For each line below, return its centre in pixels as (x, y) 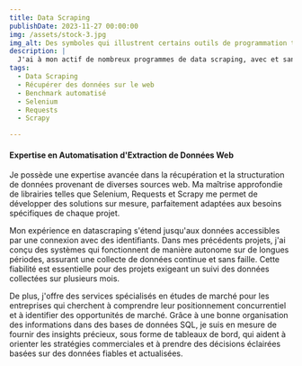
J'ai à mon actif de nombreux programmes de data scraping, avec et (148, 59)
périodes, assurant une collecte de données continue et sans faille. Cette (145, 260)
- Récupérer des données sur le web (86, 85)
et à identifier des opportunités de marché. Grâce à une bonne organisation (149, 316)
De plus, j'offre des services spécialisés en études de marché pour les (139, 296)
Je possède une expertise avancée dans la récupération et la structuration (147, 175)
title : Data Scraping (50, 18)
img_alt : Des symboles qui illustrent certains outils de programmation (148, 43)
